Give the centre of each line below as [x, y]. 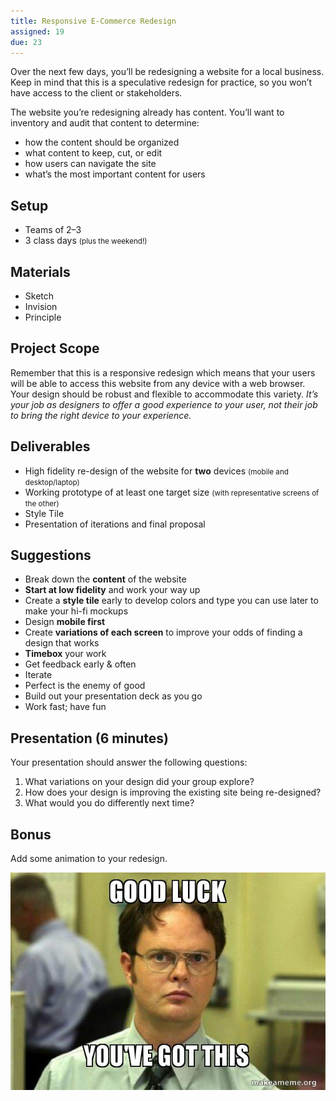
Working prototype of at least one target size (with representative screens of [172, 492]
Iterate [38, 675]
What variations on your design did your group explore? [139, 782]
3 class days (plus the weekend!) [86, 241]
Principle [43, 317]
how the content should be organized [102, 142]
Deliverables [50, 446]
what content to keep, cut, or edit [93, 153]
